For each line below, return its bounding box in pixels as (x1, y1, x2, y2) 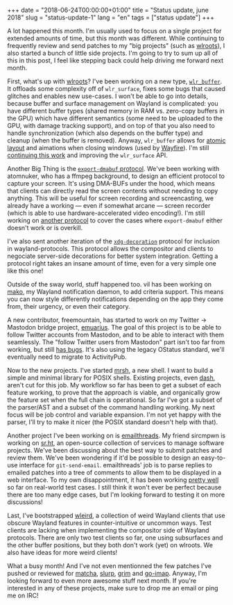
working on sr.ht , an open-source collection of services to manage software (7, 439, 225, 447)
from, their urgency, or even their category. (7, 302, 130, 310)
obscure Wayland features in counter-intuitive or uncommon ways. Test (7, 519, 212, 527)
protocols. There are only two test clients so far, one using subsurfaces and (7, 533, 223, 542)
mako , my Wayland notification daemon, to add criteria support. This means (7, 288, 224, 296)
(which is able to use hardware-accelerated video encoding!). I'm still (7, 209, 205, 217)
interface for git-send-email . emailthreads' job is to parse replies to (19, 461, 213, 469)
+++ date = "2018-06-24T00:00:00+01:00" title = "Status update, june (7, 6, 209, 14)
